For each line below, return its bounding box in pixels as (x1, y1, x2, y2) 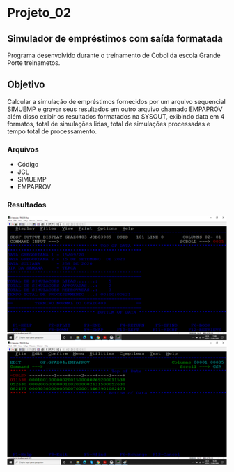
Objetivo (7, 79, 45, 91)
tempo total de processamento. (7, 127, 97, 135)
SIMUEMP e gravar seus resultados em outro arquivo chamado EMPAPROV (7, 105, 223, 113)
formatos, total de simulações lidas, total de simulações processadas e (7, 119, 210, 128)
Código (17, 161, 39, 169)
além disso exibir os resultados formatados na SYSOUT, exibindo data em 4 (7, 112, 225, 120)
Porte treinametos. (7, 59, 61, 67)
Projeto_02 (7, 5, 72, 21)
